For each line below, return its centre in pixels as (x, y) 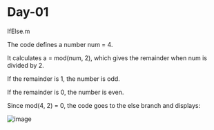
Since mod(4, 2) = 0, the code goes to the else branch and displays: (104, 105)
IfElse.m (19, 31)
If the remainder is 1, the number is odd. (64, 78)
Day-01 (28, 12)
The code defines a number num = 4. (60, 44)
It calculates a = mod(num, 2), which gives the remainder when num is (107, 58)
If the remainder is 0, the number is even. (66, 92)
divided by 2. (26, 65)
